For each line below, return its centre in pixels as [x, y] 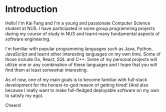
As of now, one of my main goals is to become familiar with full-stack [76, 79]
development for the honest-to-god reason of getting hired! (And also [77, 85]
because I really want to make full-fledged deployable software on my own [82, 90]
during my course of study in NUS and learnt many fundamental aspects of [82, 33]
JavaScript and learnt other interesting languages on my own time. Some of [83, 54]
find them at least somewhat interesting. [47, 70]
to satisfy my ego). [24, 95]
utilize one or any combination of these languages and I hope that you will [81, 64]
